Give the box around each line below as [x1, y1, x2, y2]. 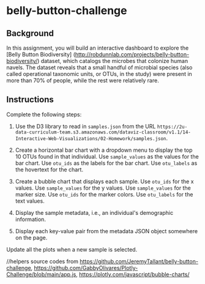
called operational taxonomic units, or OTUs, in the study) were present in [6, 70, 193, 77]
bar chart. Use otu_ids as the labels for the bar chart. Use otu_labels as [15, 159, 198, 166]
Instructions [6, 94, 54, 105]
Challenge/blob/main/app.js [6, 271, 76, 278]
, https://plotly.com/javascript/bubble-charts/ [76, 271, 190, 278]
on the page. [15, 234, 48, 241]
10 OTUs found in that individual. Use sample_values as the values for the [15, 152, 199, 160]
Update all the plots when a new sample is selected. [6, 245, 138, 253]
